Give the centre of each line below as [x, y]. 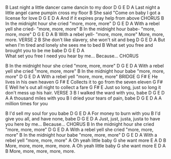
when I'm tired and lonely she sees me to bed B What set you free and [79, 45]
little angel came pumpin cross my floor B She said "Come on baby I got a [83, 13]
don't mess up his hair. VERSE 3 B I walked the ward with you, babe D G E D [85, 93]
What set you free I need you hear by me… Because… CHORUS [72, 56]
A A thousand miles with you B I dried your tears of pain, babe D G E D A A [83, 98]
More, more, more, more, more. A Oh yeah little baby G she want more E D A [86, 146]
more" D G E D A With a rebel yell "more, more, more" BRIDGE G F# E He [82, 76]
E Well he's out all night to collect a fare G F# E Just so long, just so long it [83, 87]
